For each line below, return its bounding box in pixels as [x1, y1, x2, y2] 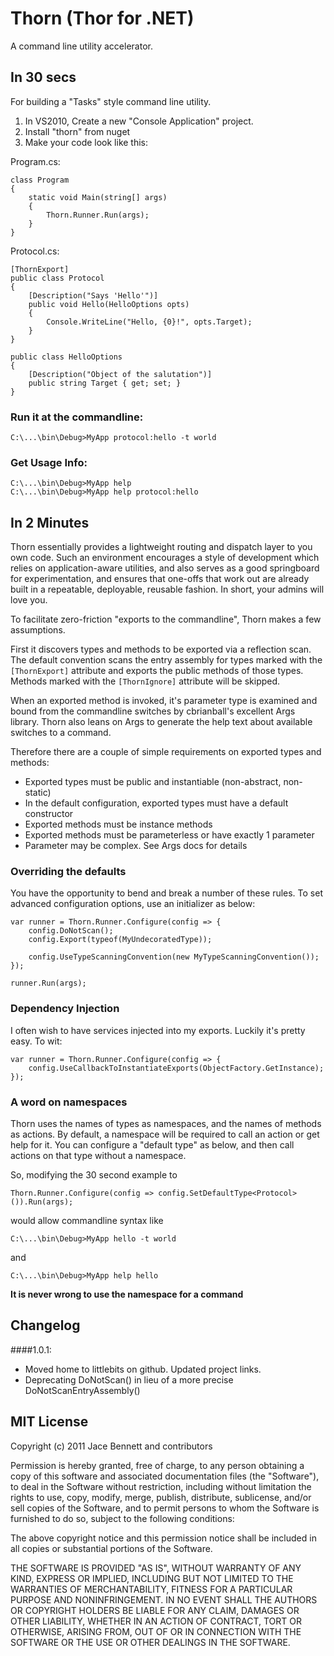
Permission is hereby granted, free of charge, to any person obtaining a [10, 1459, 305, 1471]
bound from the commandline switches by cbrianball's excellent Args [10, 705, 296, 717]
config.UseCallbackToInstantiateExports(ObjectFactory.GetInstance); [28, 1063, 325, 1073]
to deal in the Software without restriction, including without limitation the [10, 1480, 312, 1492]
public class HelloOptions [10, 352, 123, 362]
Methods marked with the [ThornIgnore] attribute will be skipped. [10, 675, 281, 687]
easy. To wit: [10, 1035, 63, 1047]
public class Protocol [10, 273, 105, 283]
